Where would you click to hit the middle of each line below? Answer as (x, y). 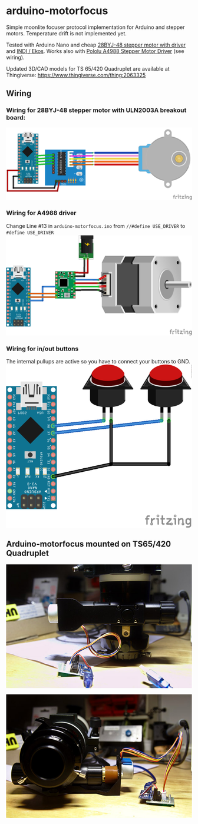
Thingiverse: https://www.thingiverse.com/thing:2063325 (76, 75)
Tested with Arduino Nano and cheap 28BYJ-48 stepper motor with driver (96, 45)
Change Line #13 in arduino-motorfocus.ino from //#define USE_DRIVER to (96, 226)
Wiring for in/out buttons (42, 349)
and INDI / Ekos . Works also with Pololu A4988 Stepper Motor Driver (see (95, 51)
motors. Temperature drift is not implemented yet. (66, 33)
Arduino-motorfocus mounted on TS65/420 (89, 544)
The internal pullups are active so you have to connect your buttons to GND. (98, 362)
